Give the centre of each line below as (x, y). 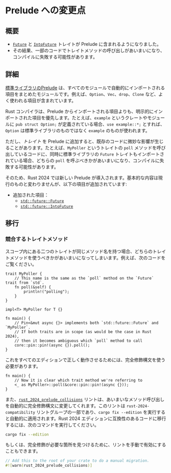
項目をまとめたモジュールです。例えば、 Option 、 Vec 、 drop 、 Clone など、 (82, 94)
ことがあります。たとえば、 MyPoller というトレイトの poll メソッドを (83, 147)
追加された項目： (31, 195)
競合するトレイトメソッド (37, 239)
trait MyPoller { (24, 273)
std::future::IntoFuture (47, 206)
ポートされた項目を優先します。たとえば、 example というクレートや (76, 117)
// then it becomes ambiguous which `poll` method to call (79, 341)
